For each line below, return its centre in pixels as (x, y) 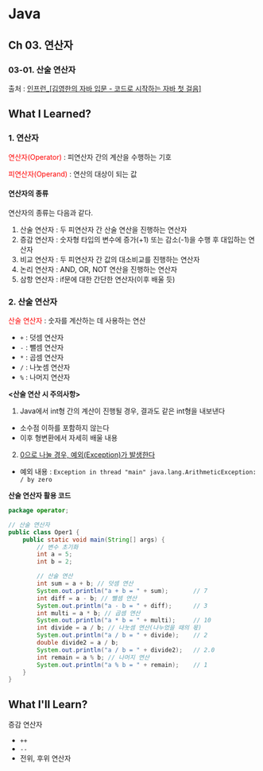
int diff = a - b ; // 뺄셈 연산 (87, 598)
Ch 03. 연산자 (41, 45)
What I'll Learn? (48, 704)
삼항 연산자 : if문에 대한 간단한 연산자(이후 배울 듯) (97, 279)
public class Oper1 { (44, 532)
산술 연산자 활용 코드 (40, 496)
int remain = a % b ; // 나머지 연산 (93, 657)
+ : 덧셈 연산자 (42, 338)
